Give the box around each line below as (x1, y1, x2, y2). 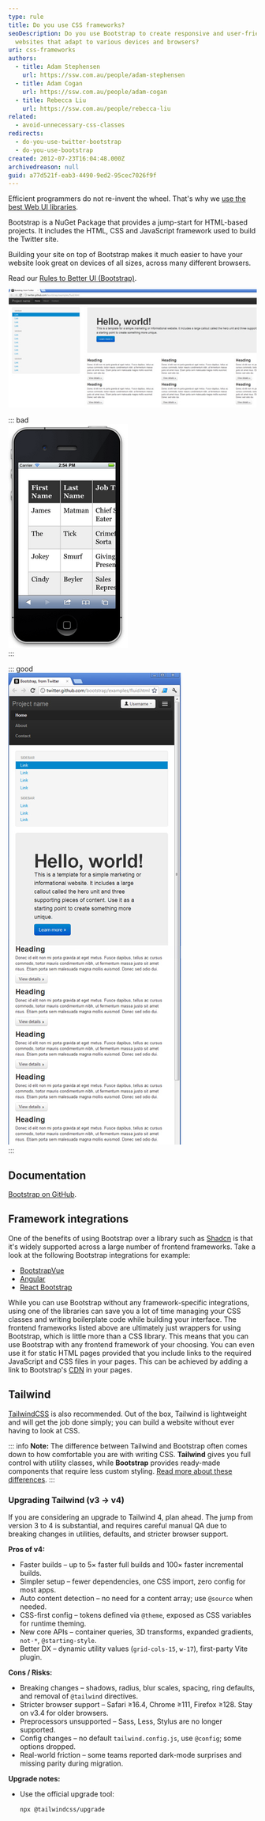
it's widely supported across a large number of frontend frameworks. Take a (8, 1242, 256, 1251)
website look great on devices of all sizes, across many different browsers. (8, 258, 252, 268)
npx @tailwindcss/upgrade (19, 1805, 105, 1813)
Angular (19, 1274, 46, 1283)
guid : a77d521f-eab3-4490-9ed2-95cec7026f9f (8, 171, 157, 180)
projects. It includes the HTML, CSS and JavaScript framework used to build (8, 226, 256, 236)
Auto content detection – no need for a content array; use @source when (19, 1593, 253, 1603)
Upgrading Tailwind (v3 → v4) (8, 1494, 125, 1505)
